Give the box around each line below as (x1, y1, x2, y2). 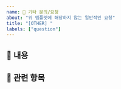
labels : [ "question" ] (6, 26, 61, 32)
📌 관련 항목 (6, 73, 46, 83)
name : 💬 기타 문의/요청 (6, 9, 59, 15)
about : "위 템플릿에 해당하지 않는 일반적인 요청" (6, 15, 116, 21)
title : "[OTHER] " (6, 20, 53, 26)
